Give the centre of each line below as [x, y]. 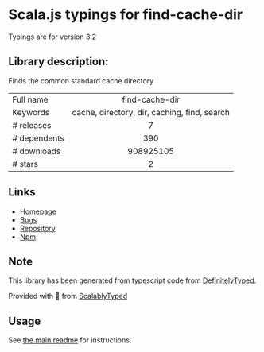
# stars [25, 164]
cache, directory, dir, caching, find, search [151, 112]
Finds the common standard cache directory [81, 80]
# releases [32, 125]
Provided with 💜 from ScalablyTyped [68, 296]
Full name [31, 99]
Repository [37, 228]
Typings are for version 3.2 [52, 37]
